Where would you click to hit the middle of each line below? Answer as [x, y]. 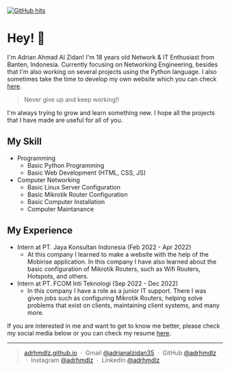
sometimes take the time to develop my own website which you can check [112, 79]
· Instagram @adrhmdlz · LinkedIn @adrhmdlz [93, 360]
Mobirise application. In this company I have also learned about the [122, 261]
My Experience [40, 230]
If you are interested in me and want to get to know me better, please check [114, 326]
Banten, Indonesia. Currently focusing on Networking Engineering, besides [113, 64]
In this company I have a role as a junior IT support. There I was [117, 290]
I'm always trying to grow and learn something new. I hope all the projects [111, 112]
